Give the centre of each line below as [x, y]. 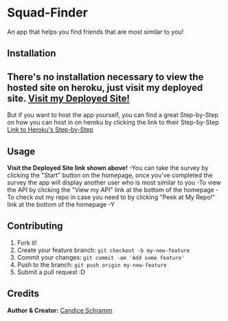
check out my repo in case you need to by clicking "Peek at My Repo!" [116, 197]
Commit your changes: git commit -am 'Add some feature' [101, 257]
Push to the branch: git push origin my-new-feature [92, 265]
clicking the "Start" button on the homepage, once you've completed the [110, 175]
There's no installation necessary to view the [105, 77]
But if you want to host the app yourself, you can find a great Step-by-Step [113, 115]
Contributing [35, 226]
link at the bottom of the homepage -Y [61, 204]
